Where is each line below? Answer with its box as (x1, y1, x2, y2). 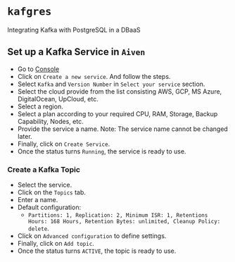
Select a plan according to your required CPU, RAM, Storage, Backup (17, 109, 218, 118)
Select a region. (17, 102, 63, 111)
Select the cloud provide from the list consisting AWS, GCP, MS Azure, (17, 87, 222, 96)
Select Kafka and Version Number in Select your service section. (17, 80, 205, 88)
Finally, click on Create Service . (17, 139, 110, 148)
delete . (27, 224, 49, 233)
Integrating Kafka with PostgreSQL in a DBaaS (7, 25, 141, 34)
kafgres (7, 5, 52, 18)
